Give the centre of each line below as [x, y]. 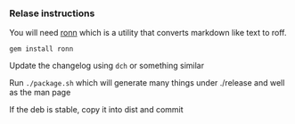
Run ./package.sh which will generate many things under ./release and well [147, 83]
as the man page [40, 93]
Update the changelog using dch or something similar [107, 66]
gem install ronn [41, 49]
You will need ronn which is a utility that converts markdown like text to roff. [148, 33]
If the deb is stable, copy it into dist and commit [97, 110]
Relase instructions [52, 13]
